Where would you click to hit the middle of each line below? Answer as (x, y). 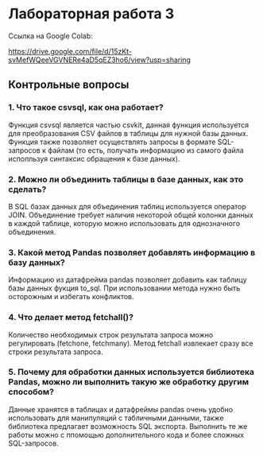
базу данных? (37, 262)
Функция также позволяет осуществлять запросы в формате (112, 142)
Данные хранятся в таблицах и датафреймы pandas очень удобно (120, 409)
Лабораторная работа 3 (91, 14)
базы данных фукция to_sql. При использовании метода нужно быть (124, 288)
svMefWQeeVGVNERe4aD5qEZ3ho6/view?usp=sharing (99, 60)
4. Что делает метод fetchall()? (71, 318)
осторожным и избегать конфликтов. (71, 297)
